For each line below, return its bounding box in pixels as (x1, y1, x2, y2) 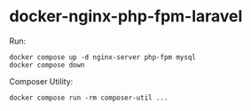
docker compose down (9, 60, 86, 69)
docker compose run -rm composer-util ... (9, 93, 169, 102)
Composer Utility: (9, 75, 74, 86)
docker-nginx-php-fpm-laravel (9, 6, 243, 27)
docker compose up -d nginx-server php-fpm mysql (9, 52, 197, 61)
